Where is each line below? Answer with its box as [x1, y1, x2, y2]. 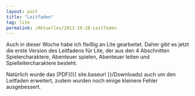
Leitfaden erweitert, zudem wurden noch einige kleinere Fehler [6, 77, 159, 84]
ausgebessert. [6, 83, 41, 91]
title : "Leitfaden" [6, 14, 54, 20]
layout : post [6, 8, 38, 15]
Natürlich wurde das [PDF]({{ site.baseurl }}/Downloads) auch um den [6, 71, 176, 78]
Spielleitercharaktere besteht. [6, 60, 78, 67]
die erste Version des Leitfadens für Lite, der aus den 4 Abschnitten [6, 47, 170, 54]
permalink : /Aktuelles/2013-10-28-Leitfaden [6, 25, 117, 31]
